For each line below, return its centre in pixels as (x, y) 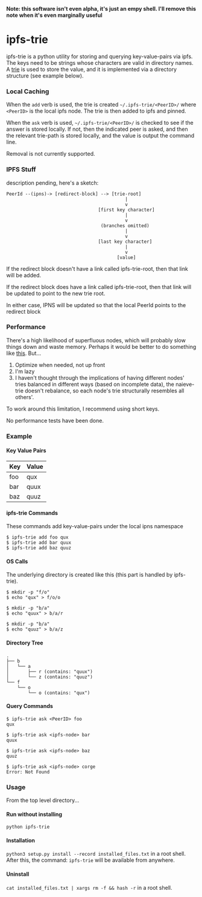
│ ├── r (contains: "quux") (50, 672)
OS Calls (17, 561)
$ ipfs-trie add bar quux (39, 543)
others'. (24, 397)
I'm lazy (25, 371)
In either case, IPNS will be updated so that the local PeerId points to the (96, 305)
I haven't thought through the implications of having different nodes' (100, 377)
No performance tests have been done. (55, 420)
